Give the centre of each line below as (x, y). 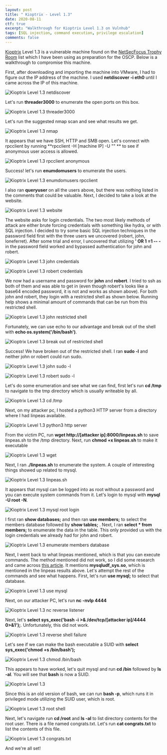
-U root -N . (17, 500)
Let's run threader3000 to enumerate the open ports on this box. (72, 102)
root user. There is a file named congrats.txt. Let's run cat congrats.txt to (81, 724)
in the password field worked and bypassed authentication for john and (78, 246)
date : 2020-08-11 (23, 19)
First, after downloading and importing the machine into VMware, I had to (80, 72)
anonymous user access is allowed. (42, 151)
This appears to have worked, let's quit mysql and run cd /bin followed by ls (83, 669)
